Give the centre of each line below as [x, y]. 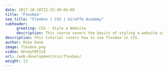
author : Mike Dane [24, 42]
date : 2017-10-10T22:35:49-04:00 [40, 10]
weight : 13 [16, 61]
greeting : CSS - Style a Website [51, 28]
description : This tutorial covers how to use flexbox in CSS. [72, 38]
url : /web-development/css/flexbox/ [43, 56]
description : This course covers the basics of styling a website [87, 33]
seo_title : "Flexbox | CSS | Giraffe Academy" [54, 19]
